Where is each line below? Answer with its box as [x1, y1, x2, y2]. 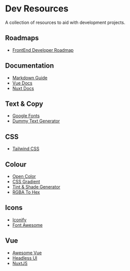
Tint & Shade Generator [12, 184, 61, 189]
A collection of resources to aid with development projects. [5, 19, 126, 25]
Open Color [12, 174, 36, 179]
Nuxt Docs [12, 85, 34, 91]
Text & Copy [5, 99, 43, 108]
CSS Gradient [12, 179, 41, 184]
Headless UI [12, 255, 38, 261]
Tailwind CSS [12, 146, 40, 152]
